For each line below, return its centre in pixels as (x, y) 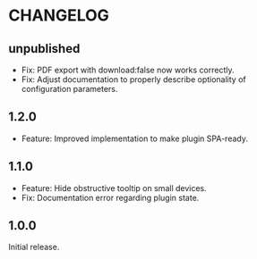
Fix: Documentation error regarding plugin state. (110, 197)
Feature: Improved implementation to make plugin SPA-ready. (134, 138)
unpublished (44, 49)
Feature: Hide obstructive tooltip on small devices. (114, 188)
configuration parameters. (69, 89)
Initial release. (34, 247)
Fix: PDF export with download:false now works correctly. (128, 70)
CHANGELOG (59, 16)
